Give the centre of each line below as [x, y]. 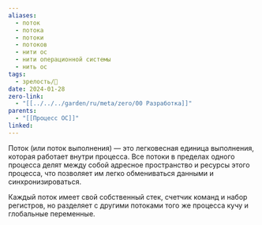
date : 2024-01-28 [37, 89]
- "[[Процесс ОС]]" [47, 118]
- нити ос [31, 52]
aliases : [22, 15]
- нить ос [31, 67]
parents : [22, 111]
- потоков [31, 45]
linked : [21, 126]
